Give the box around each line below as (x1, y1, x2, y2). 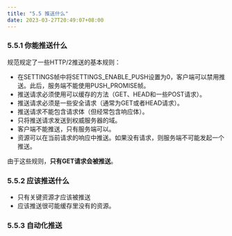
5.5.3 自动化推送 (7, 221, 63, 230)
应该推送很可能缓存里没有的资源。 (17, 202, 115, 210)
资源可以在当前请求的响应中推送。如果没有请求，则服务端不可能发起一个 (17, 133, 224, 142)
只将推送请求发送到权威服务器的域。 (17, 116, 122, 124)
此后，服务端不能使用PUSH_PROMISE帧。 (29, 81, 150, 90)
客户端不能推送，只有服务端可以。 (17, 124, 115, 133)
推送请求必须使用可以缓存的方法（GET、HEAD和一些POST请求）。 (17, 90, 206, 98)
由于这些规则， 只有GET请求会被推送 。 (7, 157, 117, 165)
